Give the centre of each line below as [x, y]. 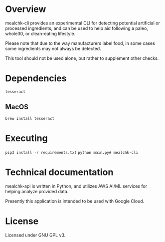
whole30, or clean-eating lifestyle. [40, 33]
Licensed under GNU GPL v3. [35, 235]
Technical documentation [59, 172]
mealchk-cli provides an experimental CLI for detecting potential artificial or [83, 23]
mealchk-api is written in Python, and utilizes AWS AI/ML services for [76, 186]
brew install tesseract [30, 118]
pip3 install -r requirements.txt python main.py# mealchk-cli [72, 152]
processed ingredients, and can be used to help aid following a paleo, [77, 28]
